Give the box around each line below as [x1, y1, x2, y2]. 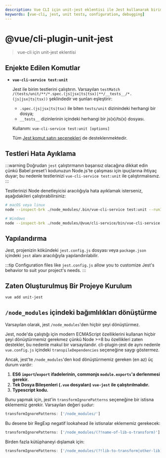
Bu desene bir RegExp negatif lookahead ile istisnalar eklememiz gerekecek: [5, 420, 161, 426]
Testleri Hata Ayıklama [5, 149, 76, 158]
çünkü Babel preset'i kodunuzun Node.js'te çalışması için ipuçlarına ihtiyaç [5, 168, 157, 174]
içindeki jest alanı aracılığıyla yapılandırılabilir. [5, 253, 99, 259]
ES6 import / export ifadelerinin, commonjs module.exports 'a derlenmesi [12, 371, 161, 377]
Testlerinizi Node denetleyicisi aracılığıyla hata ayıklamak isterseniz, [5, 188, 143, 194]
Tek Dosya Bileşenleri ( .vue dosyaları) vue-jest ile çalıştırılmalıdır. [12, 382, 150, 387]
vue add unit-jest [5, 295, 43, 300]
